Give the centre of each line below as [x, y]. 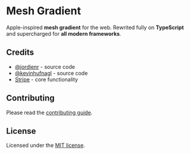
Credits [20, 53]
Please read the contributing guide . [49, 112]
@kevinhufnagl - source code [51, 73]
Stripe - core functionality [46, 79]
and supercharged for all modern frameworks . [64, 33]
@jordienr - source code [45, 67]
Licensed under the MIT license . [46, 145]
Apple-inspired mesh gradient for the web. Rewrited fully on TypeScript [95, 27]
